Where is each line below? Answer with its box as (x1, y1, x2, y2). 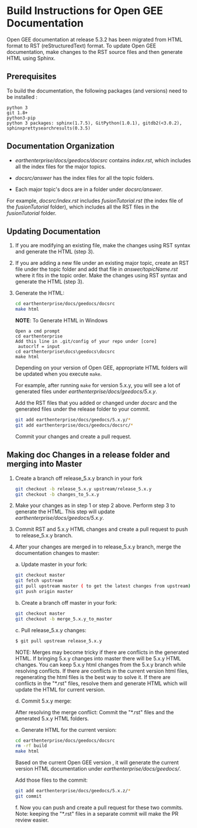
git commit (15, 793, 42, 799)
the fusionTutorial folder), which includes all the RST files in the (6, 203, 159, 210)
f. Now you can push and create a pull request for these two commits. (15, 804, 184, 811)
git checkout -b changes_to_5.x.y (15, 491, 99, 498)
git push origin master (15, 589, 74, 595)
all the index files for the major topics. (15, 163, 106, 170)
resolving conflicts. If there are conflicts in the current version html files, (15, 667, 189, 674)
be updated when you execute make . (15, 370, 102, 377)
